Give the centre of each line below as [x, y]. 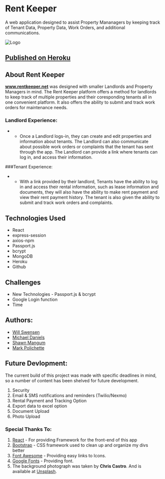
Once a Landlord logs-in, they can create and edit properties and [85, 136]
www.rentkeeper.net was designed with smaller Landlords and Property [79, 86]
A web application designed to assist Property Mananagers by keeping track [82, 22]
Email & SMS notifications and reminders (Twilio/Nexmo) [69, 395]
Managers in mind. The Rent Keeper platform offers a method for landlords [81, 92]
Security [21, 390]
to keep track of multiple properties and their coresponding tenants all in [78, 97]
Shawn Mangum [29, 342]
